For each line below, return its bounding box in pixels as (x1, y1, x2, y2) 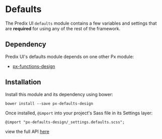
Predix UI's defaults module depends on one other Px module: (5, 53, 134, 59)
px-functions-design (12, 63, 55, 69)
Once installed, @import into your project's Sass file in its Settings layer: (5, 110, 153, 116)
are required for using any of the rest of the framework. (5, 25, 121, 31)
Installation (5, 78, 41, 87)
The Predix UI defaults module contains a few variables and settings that (5, 20, 157, 26)
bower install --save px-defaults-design (5, 101, 94, 106)
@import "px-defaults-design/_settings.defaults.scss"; (5, 119, 125, 124)
